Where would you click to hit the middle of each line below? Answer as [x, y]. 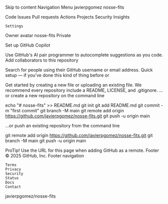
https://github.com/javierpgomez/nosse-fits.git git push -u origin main [78, 116]
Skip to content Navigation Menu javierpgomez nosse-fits [65, 7]
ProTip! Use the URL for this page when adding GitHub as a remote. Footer [82, 150]
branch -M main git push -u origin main [46, 141]
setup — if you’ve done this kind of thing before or [57, 75]
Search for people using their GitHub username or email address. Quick [79, 70]
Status [12, 178]
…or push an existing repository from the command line [62, 126]
